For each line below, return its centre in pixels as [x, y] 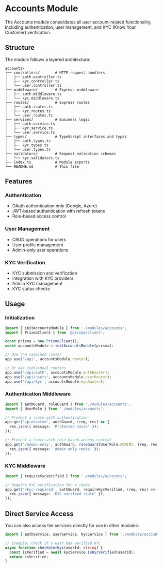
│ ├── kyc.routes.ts [28, 111]
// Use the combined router [33, 355]
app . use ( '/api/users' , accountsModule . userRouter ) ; [58, 377]
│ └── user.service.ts [30, 132]
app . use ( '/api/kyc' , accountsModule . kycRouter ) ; [55, 382]
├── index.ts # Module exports [48, 162]
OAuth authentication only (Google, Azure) [54, 206]
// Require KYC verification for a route [48, 485]
